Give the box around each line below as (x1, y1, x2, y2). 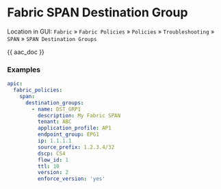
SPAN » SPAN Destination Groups (7, 34, 97, 42)
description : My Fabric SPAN (37, 112, 121, 119)
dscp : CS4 (37, 150, 66, 157)
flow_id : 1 (37, 156, 69, 163)
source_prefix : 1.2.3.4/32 (37, 143, 115, 151)
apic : (7, 81, 23, 87)
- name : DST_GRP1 (31, 106, 81, 113)
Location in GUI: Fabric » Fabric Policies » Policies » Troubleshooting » (7, 27, 215, 35)
